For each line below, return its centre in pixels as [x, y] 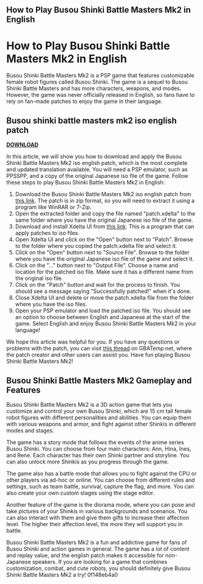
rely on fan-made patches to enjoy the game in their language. [84, 101]
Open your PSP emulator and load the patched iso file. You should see [103, 311]
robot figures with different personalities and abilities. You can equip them [99, 417]
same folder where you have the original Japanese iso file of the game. [104, 220]
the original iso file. [39, 278]
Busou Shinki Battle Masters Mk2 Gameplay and [99, 380]
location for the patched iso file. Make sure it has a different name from [104, 272]
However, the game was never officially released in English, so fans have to [101, 95]
